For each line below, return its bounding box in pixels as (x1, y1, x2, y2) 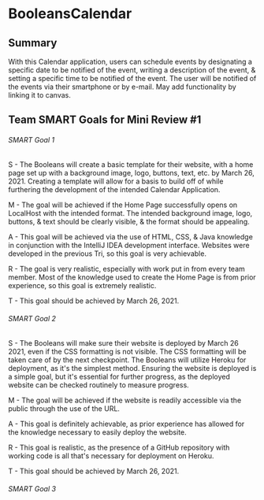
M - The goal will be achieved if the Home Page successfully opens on (8, 200, 238, 209)
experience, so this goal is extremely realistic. (8, 280, 157, 290)
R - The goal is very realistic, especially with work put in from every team (8, 264, 246, 273)
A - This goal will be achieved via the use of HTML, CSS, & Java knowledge (8, 231, 254, 241)
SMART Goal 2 (8, 314, 57, 324)
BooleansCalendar (8, 5, 132, 23)
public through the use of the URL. (8, 403, 121, 413)
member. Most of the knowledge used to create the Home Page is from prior (8, 272, 256, 282)
